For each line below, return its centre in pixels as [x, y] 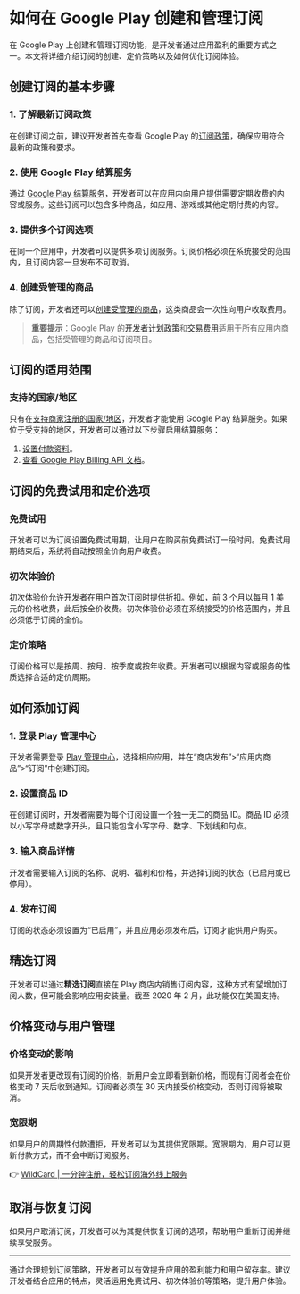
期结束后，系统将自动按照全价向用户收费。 [87, 550]
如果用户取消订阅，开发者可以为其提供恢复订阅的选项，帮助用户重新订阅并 [146, 1231]
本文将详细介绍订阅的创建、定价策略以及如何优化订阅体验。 [134, 55]
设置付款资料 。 [50, 449]
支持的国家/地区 [43, 397]
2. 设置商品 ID [39, 794]
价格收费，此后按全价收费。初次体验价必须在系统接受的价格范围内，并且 [158, 609]
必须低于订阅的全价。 [48, 620]
